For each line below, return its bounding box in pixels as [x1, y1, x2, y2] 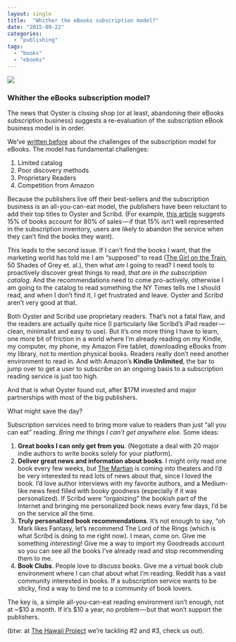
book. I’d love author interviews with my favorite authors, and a [17, 479, 201, 487]
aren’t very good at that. [7, 298, 77, 307]
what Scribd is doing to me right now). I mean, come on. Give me [17, 532, 206, 540]
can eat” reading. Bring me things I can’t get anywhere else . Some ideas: [7, 428, 220, 437]
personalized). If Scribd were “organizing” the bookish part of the [17, 495, 208, 503]
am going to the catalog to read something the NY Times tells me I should [7, 284, 221, 292]
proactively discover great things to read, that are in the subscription [7, 269, 207, 277]
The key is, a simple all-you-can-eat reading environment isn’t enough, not [7, 598, 224, 607]
